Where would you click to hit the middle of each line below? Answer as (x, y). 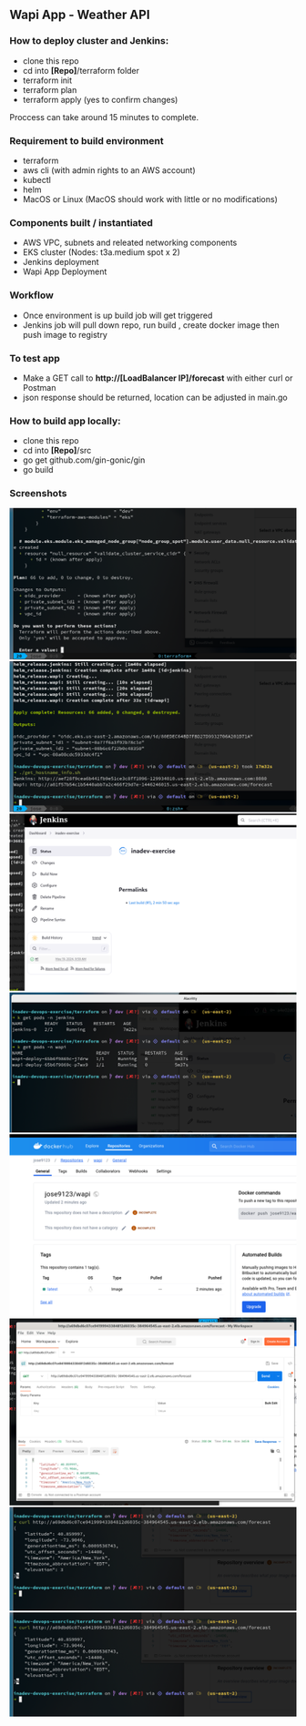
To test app (35, 358)
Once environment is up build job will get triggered (117, 315)
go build (38, 470)
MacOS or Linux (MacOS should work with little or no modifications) (150, 199)
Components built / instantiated (81, 222)
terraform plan (50, 89)
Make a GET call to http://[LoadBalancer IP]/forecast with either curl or (158, 378)
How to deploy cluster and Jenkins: (89, 41)
